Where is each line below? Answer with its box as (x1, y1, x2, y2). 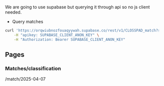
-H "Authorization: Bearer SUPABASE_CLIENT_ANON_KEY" (14, 37, 125, 42)
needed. (5, 9, 22, 15)
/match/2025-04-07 (5, 76, 46, 82)
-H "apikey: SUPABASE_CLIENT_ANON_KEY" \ (14, 33, 99, 37)
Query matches (12, 19, 43, 24)
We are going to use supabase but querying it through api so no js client (5, 4, 150, 10)
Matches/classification (5, 65, 61, 72)
